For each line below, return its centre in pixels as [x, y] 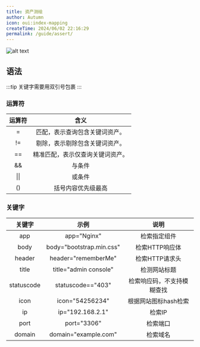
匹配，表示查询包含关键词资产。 [81, 132]
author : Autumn [25, 17]
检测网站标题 [158, 269]
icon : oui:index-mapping [37, 23]
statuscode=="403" [83, 285]
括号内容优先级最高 [81, 188]
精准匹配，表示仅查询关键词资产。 [81, 155]
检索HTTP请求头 [158, 259]
